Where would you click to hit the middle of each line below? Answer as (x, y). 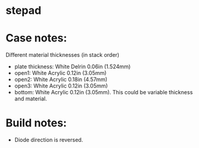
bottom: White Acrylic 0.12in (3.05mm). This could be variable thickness (104, 92)
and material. (31, 99)
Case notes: (36, 38)
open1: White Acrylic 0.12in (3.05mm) (60, 73)
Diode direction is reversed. (49, 140)
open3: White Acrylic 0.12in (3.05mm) (61, 86)
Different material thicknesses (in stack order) (63, 55)
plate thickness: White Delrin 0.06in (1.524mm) (72, 66)
